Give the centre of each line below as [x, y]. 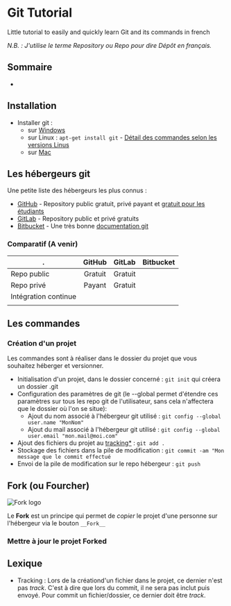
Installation [32, 106]
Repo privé [28, 285]
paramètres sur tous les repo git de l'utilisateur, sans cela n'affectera [115, 401]
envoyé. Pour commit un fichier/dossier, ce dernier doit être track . [111, 595]
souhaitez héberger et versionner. [55, 366]
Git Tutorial [40, 13]
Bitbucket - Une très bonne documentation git [83, 226]
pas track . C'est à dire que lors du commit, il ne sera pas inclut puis [113, 587]
